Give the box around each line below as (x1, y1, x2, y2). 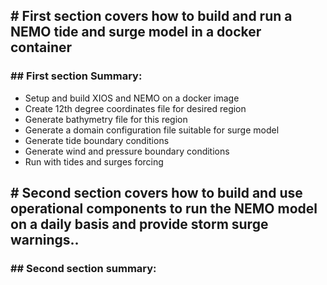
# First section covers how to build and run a (10, 8, 293, 25)
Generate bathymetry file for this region (24, 113, 188, 125)
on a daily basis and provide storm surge (10, 216, 269, 233)
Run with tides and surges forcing (24, 155, 164, 168)
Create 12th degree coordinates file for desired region (24, 102, 247, 114)
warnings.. (10, 232, 80, 249)
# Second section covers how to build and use (10, 185, 303, 202)
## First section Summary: (10, 69, 143, 83)
